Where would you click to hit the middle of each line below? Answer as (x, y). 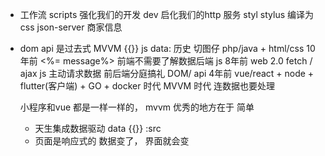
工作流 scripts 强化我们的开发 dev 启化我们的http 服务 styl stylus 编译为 (167, 14)
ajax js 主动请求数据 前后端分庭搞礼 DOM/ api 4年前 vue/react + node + (167, 73)
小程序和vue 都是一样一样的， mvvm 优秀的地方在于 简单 (137, 107)
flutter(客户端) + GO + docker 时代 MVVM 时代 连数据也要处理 (147, 86)
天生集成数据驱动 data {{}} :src (98, 128)
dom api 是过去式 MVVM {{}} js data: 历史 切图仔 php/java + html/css (162, 48)
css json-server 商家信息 (71, 27)
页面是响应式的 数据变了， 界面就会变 (112, 141)
